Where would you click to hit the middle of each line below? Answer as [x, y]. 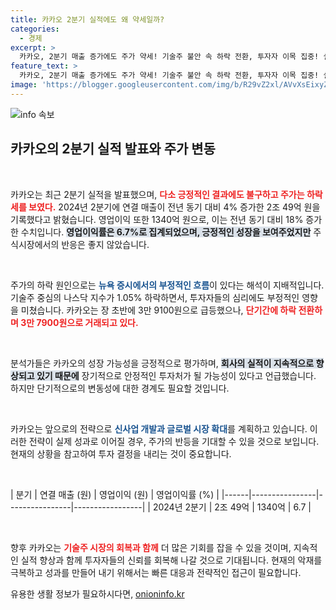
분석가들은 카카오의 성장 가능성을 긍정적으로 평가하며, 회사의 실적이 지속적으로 [162, 363]
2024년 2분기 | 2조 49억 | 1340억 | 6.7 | [232, 507]
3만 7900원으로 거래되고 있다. [79, 322]
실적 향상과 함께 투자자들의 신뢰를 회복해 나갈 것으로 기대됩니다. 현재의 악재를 [171, 560]
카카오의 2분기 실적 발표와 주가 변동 [113, 149]
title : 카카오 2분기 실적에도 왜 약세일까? [87, 19]
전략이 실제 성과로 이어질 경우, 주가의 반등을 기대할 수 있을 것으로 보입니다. [174, 441]
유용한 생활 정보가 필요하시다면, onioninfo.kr [97, 593]
